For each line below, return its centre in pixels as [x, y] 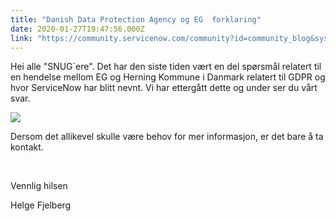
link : [21, 38]
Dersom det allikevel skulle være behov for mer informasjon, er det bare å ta [167, 137]
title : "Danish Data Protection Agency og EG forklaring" [136, 19]
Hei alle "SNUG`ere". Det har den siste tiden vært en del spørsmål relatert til [166, 67]
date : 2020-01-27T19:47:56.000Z [77, 29]
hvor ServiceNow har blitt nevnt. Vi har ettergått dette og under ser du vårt [164, 88]
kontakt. [27, 147]
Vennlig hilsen [39, 186]
